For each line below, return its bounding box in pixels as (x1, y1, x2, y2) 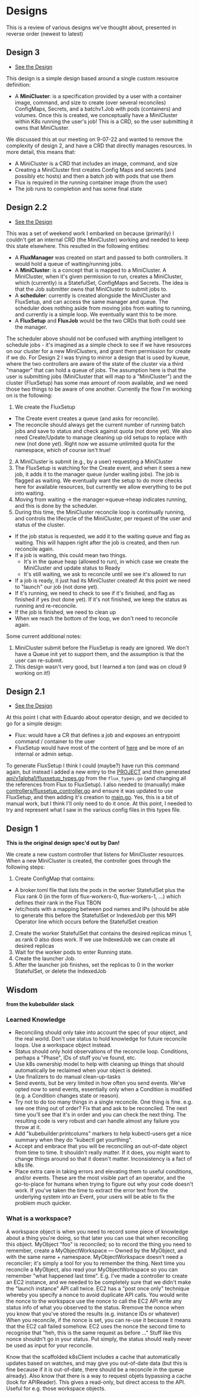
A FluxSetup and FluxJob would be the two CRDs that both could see (14, 317, 186, 324)
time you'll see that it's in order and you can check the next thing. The (14, 1111, 186, 1119)
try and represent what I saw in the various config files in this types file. (6, 806, 181, 813)
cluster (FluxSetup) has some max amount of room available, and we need (6, 379, 188, 386)
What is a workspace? (6, 1214, 72, 1223)
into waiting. (14, 489, 45, 497)
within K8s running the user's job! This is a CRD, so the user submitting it (14, 118, 193, 125)
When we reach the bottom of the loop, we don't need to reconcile (14, 614, 178, 622)
